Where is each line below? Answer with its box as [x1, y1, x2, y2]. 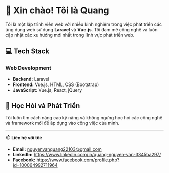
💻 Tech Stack [5, 47, 50, 56]
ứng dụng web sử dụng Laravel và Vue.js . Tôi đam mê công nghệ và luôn [5, 26, 158, 32]
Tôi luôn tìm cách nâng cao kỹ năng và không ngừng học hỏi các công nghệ [5, 115, 163, 121]
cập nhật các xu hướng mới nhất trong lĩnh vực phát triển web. [5, 32, 135, 38]
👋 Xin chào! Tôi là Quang [5, 5, 109, 16]
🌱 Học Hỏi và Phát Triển [5, 102, 80, 110]
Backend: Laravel [12, 76, 49, 82]
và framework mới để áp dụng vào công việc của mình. [5, 120, 120, 126]
